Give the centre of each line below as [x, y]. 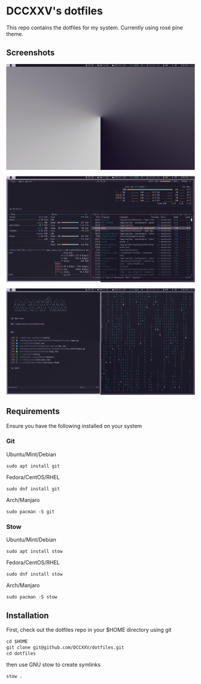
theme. [15, 34]
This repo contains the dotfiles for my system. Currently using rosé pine [95, 28]
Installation [28, 615]
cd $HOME [17, 642]
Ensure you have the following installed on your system [74, 425]
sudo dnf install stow [34, 574]
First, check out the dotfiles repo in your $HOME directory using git [89, 630]
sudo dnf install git [33, 489]
